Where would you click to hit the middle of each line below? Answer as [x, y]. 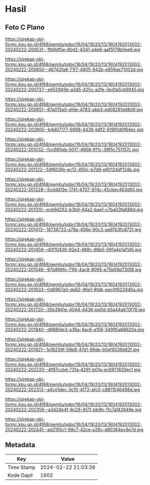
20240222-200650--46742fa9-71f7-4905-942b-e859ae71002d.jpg [74, 69]
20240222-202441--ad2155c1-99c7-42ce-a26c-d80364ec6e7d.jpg [74, 430]
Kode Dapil [20, 475]
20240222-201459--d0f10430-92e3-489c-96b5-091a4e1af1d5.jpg [73, 249]
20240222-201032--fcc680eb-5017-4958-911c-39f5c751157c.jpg [72, 149]
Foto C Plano [25, 27]
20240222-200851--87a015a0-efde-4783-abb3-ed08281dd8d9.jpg [74, 110]
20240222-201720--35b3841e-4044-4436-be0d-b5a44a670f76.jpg [75, 309]
